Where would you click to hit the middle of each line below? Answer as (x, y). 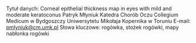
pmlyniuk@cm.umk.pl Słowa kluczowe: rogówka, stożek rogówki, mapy (93, 27)
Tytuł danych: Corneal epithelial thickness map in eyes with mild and (89, 9)
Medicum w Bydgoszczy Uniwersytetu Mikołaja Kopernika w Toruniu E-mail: (98, 21)
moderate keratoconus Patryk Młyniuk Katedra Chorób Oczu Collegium (92, 15)
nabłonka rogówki (28, 34)
